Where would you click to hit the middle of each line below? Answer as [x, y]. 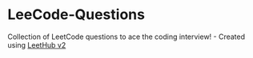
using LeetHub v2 [37, 44]
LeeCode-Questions [76, 15]
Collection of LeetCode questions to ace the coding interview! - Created [127, 37]
